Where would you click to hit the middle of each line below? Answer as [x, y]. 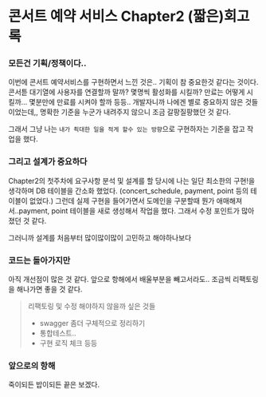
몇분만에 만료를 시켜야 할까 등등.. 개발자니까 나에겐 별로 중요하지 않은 [136, 102]
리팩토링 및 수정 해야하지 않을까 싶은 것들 [92, 306]
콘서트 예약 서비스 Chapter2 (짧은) [116, 16]
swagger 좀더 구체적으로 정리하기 [92, 324]
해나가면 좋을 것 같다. [49, 289]
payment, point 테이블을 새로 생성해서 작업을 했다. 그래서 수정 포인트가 [129, 210]
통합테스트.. [58, 333]
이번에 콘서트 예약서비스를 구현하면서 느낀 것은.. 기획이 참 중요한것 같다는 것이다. [133, 82]
